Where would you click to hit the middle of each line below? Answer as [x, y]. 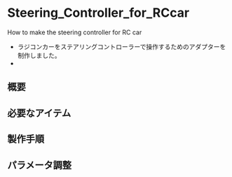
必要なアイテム [39, 113]
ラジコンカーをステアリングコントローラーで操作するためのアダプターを [122, 46]
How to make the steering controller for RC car [75, 32]
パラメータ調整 [40, 165]
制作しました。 [39, 55]
